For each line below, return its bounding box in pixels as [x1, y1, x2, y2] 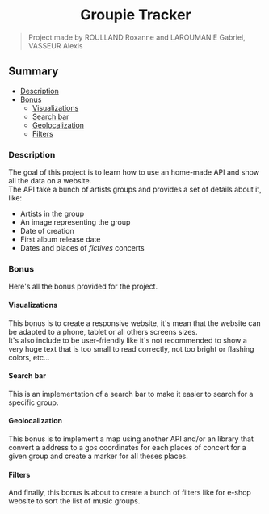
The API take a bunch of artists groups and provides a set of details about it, [8, 184, 263, 195]
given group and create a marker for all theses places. [8, 451, 188, 461]
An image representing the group [19, 217, 131, 227]
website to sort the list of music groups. [8, 496, 141, 506]
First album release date [19, 234, 101, 244]
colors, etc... [8, 352, 50, 362]
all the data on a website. [8, 176, 92, 186]
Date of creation [19, 226, 74, 236]
